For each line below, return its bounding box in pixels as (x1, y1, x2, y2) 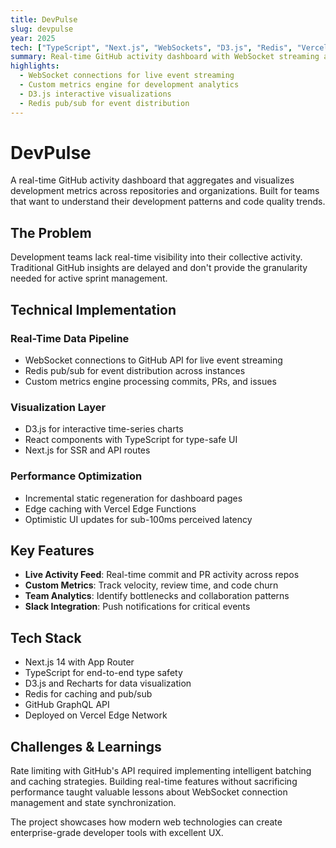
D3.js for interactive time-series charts (24, 423, 184, 435)
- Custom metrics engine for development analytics (19, 80, 240, 90)
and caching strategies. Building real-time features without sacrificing (10, 775, 298, 787)
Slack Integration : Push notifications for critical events (24, 601, 251, 613)
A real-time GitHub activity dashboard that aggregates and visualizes (10, 174, 295, 186)
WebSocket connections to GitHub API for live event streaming (24, 354, 283, 366)
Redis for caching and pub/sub (24, 688, 153, 700)
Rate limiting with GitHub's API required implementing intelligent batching (10, 764, 312, 776)
